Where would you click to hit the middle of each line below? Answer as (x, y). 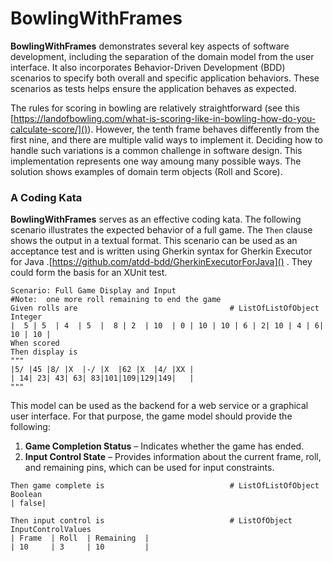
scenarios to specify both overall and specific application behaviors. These (165, 78)
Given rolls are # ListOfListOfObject (165, 308)
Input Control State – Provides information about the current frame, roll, (173, 457)
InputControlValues (51, 530)
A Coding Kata (46, 197)
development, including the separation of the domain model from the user (162, 56)
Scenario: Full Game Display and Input (93, 291)
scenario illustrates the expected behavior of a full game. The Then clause (161, 230)
